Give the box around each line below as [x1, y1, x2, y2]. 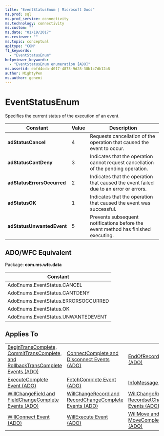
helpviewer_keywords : [5, 57, 49, 62]
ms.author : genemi [5, 75, 42, 80]
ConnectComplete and [66, 350, 119, 357]
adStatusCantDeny [7, 159, 53, 166]
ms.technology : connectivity [5, 21, 64, 26]
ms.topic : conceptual [5, 39, 49, 44]
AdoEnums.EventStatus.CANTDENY [7, 290, 90, 296]
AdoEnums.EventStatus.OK [7, 305, 70, 312]
